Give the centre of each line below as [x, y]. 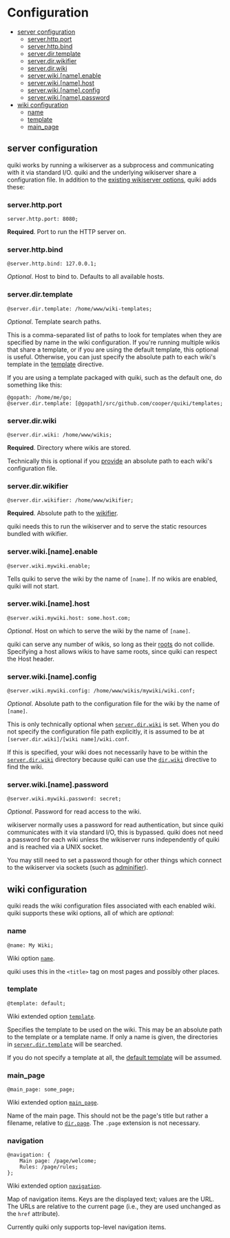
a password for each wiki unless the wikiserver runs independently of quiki [113, 840]
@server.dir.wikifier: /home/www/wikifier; [71, 500]
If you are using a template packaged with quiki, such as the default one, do [115, 377]
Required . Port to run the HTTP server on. [67, 232]
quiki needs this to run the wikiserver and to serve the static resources [107, 526]
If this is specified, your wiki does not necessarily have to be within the [107, 752]
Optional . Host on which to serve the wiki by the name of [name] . [99, 630]
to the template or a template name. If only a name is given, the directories [113, 1036]
